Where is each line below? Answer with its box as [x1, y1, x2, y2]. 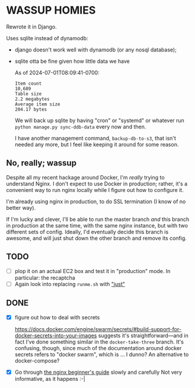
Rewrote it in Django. [6, 23, 57, 30]
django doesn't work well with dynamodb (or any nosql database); [14, 46, 177, 53]
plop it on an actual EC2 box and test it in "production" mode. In [14, 267, 171, 274]
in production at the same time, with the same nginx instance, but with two [6, 222, 188, 229]
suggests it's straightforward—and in [98, 332, 188, 339]
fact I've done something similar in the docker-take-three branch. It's [14, 338, 184, 345]
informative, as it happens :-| [14, 375, 86, 382]
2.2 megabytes [14, 96, 50, 102]
